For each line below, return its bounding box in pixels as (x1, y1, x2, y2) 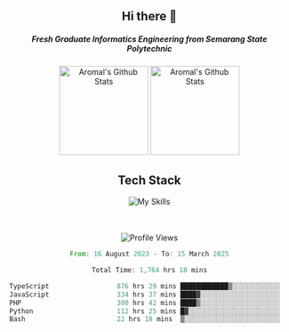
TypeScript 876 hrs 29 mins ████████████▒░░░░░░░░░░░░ (9, 281, 280, 290)
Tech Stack (117, 173, 181, 188)
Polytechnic (126, 43, 173, 53)
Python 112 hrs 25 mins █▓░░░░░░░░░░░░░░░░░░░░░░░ (9, 306, 280, 316)
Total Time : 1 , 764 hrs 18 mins (92, 266, 207, 275)
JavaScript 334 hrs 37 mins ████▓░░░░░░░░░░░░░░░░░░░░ (9, 290, 280, 299)
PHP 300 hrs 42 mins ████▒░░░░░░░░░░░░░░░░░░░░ (9, 298, 280, 307)
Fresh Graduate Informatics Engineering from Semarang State (31, 33, 268, 45)
